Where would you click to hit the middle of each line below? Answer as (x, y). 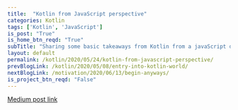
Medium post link (33, 99)
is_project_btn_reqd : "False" (52, 79)
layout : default (31, 54)
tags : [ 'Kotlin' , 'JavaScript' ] (55, 27)
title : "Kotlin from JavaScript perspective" (77, 14)
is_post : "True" (31, 33)
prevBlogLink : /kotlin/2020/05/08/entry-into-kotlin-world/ (98, 66)
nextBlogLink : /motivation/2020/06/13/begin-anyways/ (89, 73)
